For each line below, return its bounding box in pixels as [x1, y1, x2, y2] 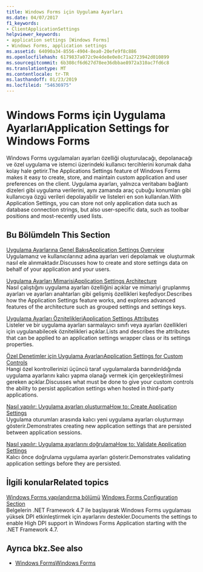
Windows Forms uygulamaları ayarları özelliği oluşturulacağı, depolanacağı [6, 154, 193, 162]
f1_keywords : [6, 20, 39, 26]
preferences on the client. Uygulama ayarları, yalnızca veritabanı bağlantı [6, 180, 189, 187]
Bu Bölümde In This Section [6, 230, 110, 240]
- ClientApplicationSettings [6, 26, 80, 32]
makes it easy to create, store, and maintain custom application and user [6, 174, 188, 181]
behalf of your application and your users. [6, 265, 111, 273]
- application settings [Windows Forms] [6, 37, 110, 43]
